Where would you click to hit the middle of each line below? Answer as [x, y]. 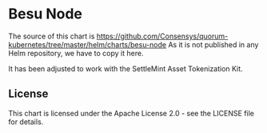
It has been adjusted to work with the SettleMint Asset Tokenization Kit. [126, 68]
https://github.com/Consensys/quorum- [162, 36]
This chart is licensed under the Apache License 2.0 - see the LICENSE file [131, 113]
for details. [26, 122]
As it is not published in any [213, 44]
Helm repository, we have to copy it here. [76, 53]
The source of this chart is [52, 36]
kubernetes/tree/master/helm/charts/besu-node [87, 44]
